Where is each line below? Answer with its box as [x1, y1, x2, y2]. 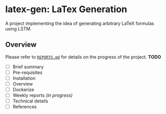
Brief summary [12, 63, 44, 69]
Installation [12, 75, 36, 81]
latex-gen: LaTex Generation [5, 4, 127, 15]
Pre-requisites [12, 69, 43, 75]
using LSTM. [5, 25, 32, 31]
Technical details [12, 98, 48, 104]
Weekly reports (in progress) [12, 92, 73, 98]
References [12, 104, 37, 110]
